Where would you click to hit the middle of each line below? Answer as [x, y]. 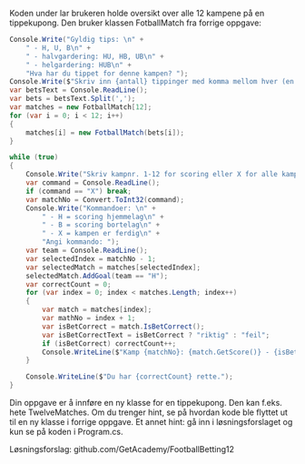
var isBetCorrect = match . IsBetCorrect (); [123, 327]
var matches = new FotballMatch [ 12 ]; [81, 107]
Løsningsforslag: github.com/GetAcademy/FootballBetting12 [122, 449]
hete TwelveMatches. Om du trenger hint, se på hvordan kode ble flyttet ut [149, 412]
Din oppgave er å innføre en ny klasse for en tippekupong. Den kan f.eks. [146, 403]
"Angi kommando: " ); [81, 242]
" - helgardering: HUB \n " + [79, 65]
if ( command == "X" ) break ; [79, 191]
